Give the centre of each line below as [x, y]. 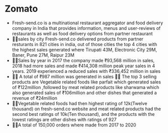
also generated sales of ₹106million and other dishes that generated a [84, 93]
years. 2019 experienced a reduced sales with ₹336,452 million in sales [86, 71]
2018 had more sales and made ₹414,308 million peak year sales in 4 [83, 66]
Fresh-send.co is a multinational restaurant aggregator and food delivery [88, 23]
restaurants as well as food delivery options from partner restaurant [82, 33]
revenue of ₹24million [35, 98]
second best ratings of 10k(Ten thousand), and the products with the [83, 114]
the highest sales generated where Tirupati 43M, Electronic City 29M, [85, 50]
